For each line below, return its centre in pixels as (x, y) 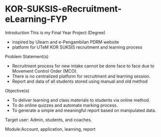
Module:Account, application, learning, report (50, 129)
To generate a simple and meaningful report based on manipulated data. (84, 110)
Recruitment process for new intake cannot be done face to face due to (83, 66)
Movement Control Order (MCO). (45, 71)
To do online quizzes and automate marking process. (65, 105)
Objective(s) (17, 91)
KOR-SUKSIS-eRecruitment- (63, 9)
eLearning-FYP (36, 19)
